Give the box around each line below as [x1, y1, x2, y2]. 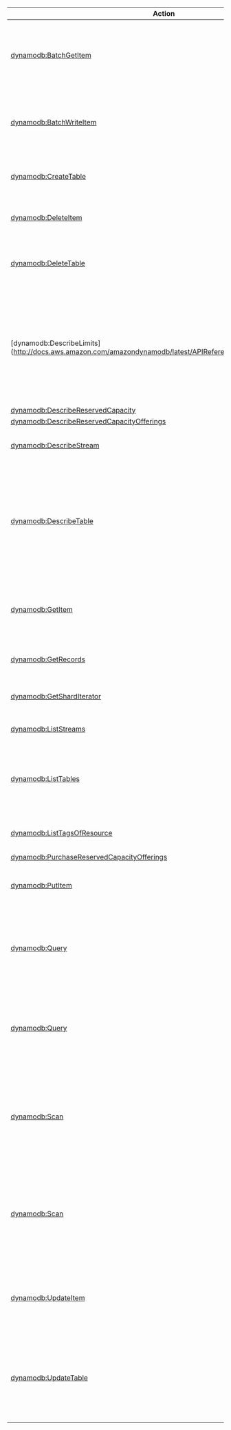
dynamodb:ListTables [10, 774, 80, 783]
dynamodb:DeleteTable [10, 258, 86, 267]
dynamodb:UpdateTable [10, 1373, 88, 1383]
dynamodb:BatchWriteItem [10, 118, 97, 126]
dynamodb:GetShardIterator [10, 692, 102, 701]
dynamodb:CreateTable [10, 172, 87, 181]
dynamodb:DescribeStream [10, 441, 100, 450]
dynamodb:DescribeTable [10, 516, 94, 525]
